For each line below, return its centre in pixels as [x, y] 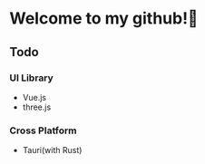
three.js [37, 107]
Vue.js [34, 97]
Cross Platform [43, 130]
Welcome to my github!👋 [104, 19]
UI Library [32, 78]
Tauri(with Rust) [52, 150]
